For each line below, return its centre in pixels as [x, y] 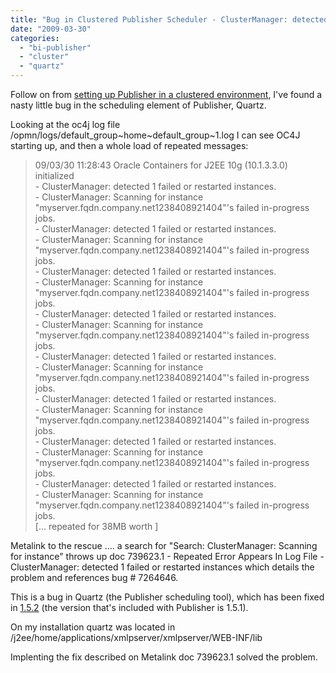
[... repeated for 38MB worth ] [96, 526]
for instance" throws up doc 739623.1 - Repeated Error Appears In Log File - [167, 556]
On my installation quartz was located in [93, 627]
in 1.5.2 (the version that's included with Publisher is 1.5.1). [129, 607]
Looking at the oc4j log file [65, 124]
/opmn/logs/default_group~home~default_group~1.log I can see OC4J [155, 135]
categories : [35, 38]
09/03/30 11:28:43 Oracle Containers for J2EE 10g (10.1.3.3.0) [161, 165]
